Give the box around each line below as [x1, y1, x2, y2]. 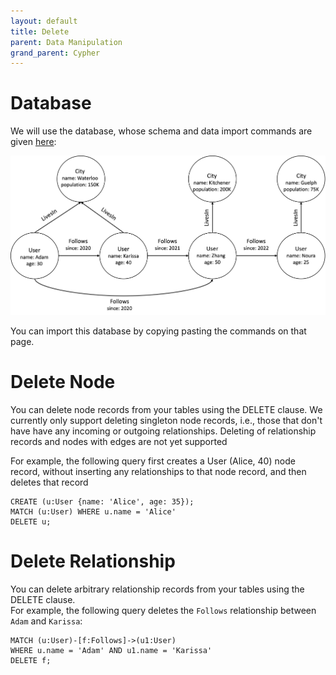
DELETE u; [10, 516, 52, 527]
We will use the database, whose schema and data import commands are [10, 125, 313, 137]
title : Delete [10, 26, 70, 37]
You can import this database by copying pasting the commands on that [10, 325, 307, 337]
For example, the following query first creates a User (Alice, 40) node [10, 455, 296, 467]
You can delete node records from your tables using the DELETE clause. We [10, 403, 323, 415]
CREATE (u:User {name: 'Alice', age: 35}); [10, 496, 195, 507]
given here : [10, 136, 57, 148]
